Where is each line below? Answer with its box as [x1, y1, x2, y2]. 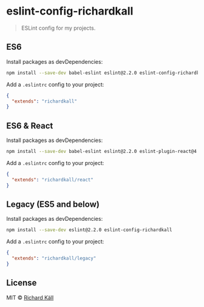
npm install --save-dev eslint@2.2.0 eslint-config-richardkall [6, 227, 172, 233]
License [6, 278, 37, 288]
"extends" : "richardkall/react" [12, 177, 94, 183]
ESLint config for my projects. [21, 24, 96, 32]
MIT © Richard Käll [6, 294, 54, 301]
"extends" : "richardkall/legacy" [12, 255, 97, 261]
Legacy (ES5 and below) [6, 199, 100, 209]
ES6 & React [6, 120, 53, 131]
